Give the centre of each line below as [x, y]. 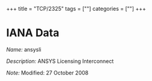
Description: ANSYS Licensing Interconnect [60, 61]
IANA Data [33, 33]
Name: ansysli [24, 49]
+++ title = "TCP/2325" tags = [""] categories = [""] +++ [76, 9]
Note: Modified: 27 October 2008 [47, 73]
